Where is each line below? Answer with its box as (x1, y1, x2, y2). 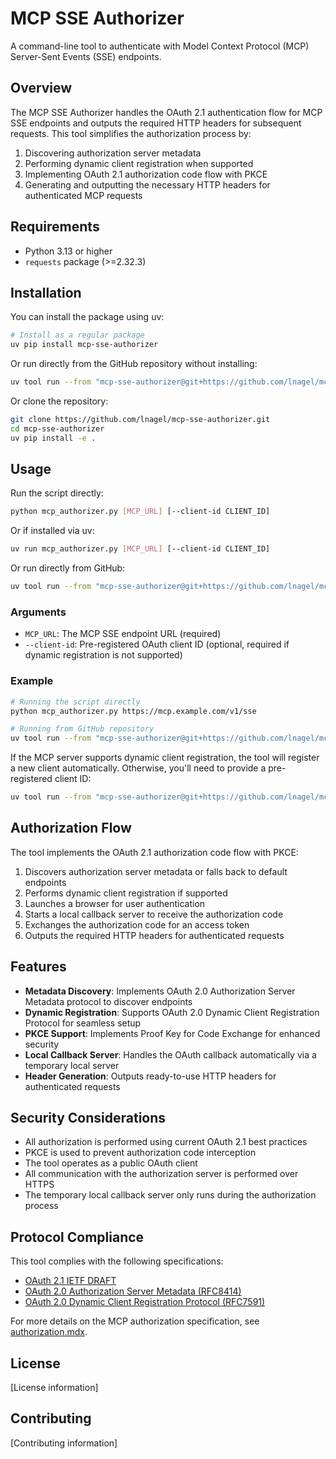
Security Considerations (10, 1110, 167, 1127)
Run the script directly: (10, 487, 104, 499)
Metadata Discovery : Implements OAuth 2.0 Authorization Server (24, 985, 296, 997)
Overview (10, 80, 73, 97)
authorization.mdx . (10, 1326, 88, 1338)
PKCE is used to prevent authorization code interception (24, 1147, 257, 1159)
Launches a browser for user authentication (24, 897, 206, 909)
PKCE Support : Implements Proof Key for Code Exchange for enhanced (24, 1027, 321, 1039)
